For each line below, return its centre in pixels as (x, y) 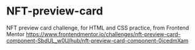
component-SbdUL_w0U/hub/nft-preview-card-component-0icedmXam (97, 40)
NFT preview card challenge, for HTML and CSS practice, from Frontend (98, 28)
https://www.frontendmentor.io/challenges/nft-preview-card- (103, 34)
